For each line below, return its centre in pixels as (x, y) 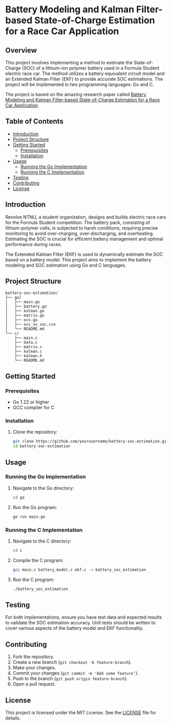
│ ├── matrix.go (25, 315)
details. (13, 718)
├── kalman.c (28, 351)
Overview (21, 50)
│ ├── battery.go (26, 307)
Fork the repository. (34, 657)
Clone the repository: (35, 432)
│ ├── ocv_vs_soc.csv (31, 325)
